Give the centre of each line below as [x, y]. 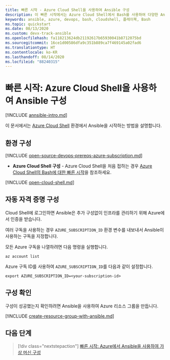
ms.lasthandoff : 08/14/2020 [35, 57]
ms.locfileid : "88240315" [32, 62]
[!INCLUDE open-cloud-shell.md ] [40, 182]
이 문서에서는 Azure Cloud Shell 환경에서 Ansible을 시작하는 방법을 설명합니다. [83, 126]
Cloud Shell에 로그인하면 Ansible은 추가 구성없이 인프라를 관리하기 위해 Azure [83, 212]
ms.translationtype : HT [30, 48]
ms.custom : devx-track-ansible [38, 33]
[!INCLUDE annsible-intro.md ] [36, 115]
